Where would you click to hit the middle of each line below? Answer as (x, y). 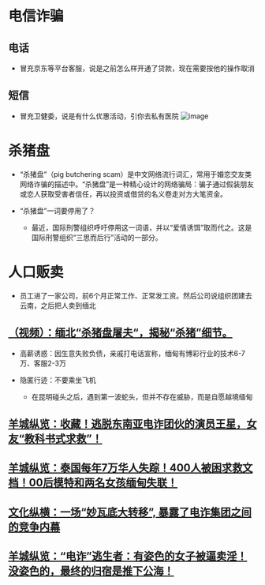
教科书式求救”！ (63, 439)
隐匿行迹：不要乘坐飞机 (58, 380)
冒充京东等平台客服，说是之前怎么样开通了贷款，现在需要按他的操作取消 (137, 68)
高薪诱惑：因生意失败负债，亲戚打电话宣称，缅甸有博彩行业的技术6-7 (132, 353)
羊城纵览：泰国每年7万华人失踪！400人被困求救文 (131, 468)
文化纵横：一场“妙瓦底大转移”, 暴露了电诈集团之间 (130, 512)
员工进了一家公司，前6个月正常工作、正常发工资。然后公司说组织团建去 (136, 295)
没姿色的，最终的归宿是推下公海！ (91, 571)
